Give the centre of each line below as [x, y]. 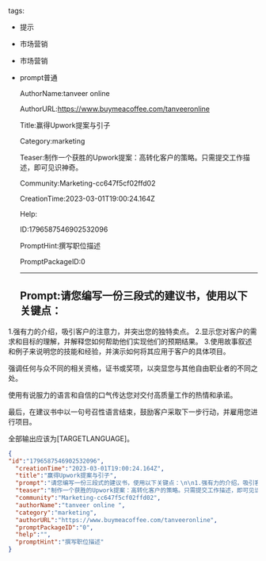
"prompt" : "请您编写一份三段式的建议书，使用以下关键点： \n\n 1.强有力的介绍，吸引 [135, 483]
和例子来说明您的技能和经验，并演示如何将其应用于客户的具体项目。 [119, 351]
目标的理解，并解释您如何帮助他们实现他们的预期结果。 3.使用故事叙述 [137, 341]
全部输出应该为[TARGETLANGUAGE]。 [71, 438]
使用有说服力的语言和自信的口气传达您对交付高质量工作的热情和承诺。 [123, 394]
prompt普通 [38, 77]
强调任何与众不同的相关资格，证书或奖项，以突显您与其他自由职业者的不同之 [133, 368]
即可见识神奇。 [58, 167]
